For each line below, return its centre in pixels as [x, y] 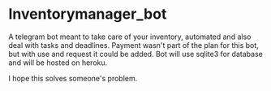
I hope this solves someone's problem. [73, 78]
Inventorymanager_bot [88, 14]
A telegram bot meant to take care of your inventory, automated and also [130, 37]
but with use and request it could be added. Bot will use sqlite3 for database [136, 54]
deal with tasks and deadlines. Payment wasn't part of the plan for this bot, [134, 45]
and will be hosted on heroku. [58, 63]
